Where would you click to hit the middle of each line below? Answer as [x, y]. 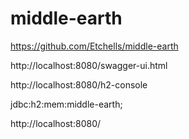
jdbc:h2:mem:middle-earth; [66, 104]
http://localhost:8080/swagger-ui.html [89, 65]
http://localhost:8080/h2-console [79, 84]
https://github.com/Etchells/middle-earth [94, 46]
